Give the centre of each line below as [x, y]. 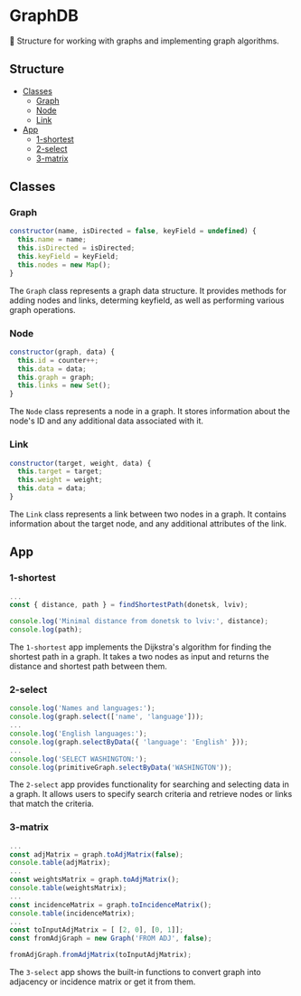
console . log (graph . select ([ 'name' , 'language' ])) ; [107, 717]
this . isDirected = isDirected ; [76, 248]
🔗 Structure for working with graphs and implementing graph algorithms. [145, 41]
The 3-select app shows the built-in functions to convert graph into [136, 972]
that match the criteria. [52, 804]
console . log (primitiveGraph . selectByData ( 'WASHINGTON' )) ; [121, 767]
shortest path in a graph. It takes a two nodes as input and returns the [139, 657]
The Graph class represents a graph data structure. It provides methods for [148, 290]
